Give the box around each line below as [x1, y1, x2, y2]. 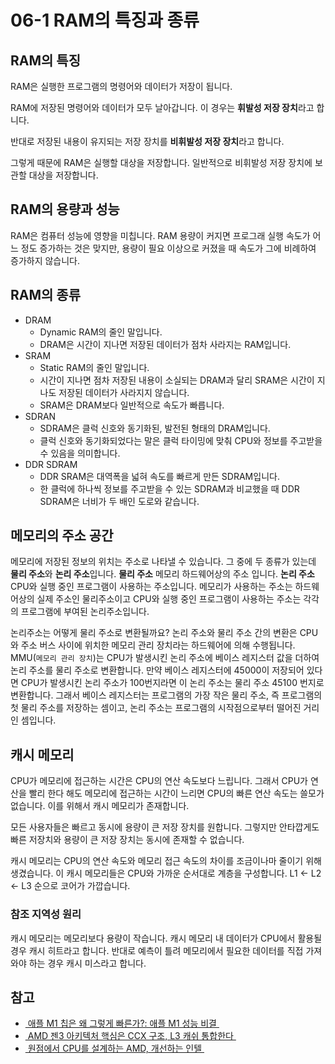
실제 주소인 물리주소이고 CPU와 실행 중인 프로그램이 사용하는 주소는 [36, 593, 302, 605]
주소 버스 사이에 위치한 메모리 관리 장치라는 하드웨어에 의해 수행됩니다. [20, 639, 296, 651]
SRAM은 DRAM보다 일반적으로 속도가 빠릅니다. [39, 399, 225, 411]
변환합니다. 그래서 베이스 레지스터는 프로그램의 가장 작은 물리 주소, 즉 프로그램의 [10, 689, 323, 701]
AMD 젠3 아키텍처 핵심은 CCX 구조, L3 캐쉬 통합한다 [27, 1030, 234, 1042]
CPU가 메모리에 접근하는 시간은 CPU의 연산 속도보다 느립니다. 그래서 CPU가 [10, 775, 308, 787]
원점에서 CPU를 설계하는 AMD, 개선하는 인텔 [27, 1042, 203, 1055]
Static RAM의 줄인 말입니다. [39, 361, 150, 373]
